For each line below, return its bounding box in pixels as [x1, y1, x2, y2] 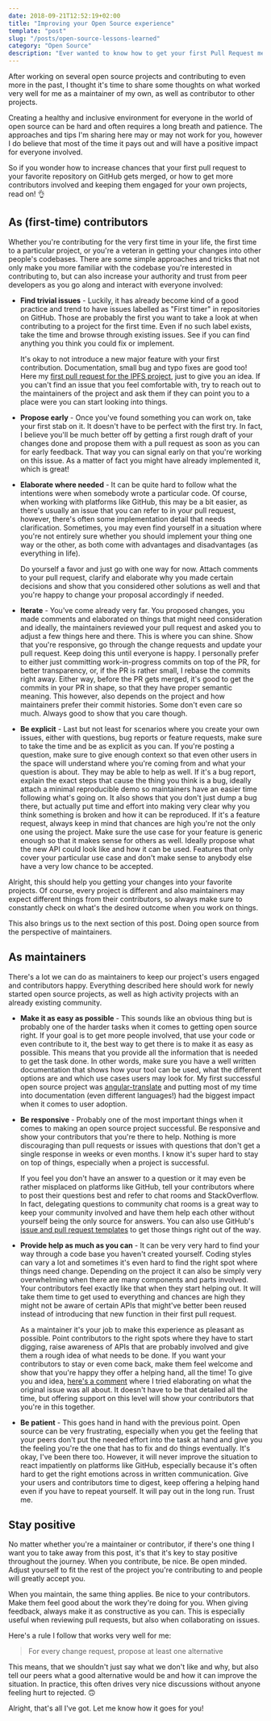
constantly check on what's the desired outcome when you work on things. [8, 902, 259, 913]
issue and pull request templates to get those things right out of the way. [19, 1224, 261, 1234]
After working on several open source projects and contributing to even [8, 72, 246, 81]
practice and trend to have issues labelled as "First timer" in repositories [19, 304, 261, 313]
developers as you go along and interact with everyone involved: [8, 279, 223, 289]
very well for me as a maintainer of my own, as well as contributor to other [8, 89, 256, 98]
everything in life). [19, 548, 81, 558]
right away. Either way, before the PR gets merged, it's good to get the [19, 674, 254, 683]
